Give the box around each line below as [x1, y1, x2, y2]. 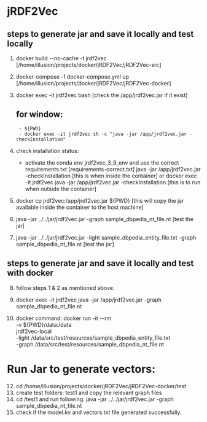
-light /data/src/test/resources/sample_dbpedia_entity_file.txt [15, 334, 171, 342]
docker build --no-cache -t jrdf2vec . [15, 55, 110, 62]
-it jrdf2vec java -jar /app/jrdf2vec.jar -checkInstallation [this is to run [25, 178, 201, 186]
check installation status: [15, 147, 79, 154]
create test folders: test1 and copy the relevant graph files [15, 389, 162, 396]
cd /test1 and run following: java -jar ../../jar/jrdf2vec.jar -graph [15, 395, 174, 403]
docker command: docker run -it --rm [15, 315, 112, 322]
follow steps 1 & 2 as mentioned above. [15, 284, 115, 291]
